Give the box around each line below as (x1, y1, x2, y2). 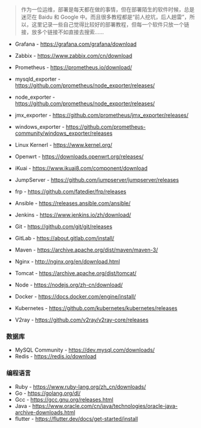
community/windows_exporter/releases (14, 129, 113, 137)
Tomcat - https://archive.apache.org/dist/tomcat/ (14, 270, 137, 276)
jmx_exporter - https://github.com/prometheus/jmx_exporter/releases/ (14, 111, 189, 119)
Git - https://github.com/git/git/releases (14, 223, 113, 230)
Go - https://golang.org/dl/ (14, 389, 81, 397)
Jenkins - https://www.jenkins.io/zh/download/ (14, 211, 131, 219)
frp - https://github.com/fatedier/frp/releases (14, 188, 127, 195)
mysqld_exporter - (14, 75, 61, 82)
